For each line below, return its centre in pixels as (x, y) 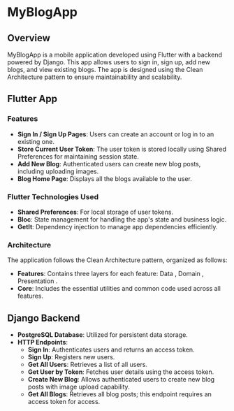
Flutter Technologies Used (53, 196)
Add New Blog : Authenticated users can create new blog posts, (109, 164)
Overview (29, 38)
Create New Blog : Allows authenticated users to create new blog (121, 380)
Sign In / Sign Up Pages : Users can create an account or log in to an (116, 134)
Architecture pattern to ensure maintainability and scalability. (95, 77)
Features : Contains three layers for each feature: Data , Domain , (110, 274)
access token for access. (64, 402)
